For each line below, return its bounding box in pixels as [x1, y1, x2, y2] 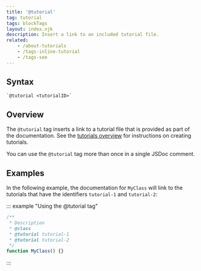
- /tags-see [17, 54, 48, 60]
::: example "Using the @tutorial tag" [6, 202, 99, 210]
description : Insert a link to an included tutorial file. [6, 32, 160, 38]
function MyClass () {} [6, 248, 64, 255]
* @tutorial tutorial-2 [9, 237, 69, 243]
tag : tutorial [6, 15, 43, 21]
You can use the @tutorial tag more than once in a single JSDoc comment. [6, 150, 195, 158]
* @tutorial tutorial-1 [9, 231, 69, 238]
